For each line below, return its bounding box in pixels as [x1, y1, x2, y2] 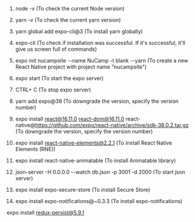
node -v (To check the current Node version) [15, 5, 125, 12]
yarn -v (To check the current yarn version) [15, 17, 121, 23]
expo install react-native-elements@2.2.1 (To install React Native [15, 139, 173, 146]
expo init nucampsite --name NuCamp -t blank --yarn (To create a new [15, 57, 188, 64]
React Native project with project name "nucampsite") [15, 63, 147, 70]
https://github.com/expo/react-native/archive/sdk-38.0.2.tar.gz [35, 122, 189, 129]
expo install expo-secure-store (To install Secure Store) [15, 186, 151, 193]
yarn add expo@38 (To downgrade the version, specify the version [15, 97, 179, 105]
